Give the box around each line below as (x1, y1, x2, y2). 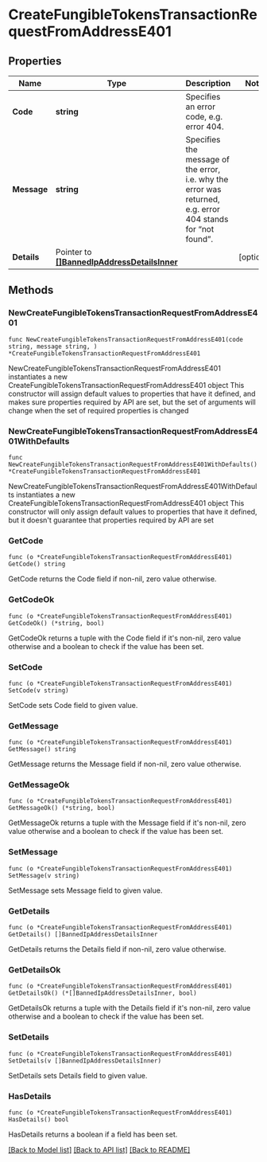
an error (185, 101, 216, 112)
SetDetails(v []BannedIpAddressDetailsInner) (8, 1057, 161, 1065)
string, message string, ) (8, 342, 98, 350)
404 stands (185, 213, 229, 225)
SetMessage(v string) (8, 871, 80, 879)
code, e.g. (185, 112, 223, 122)
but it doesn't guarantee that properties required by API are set (8, 515, 215, 525)
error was (185, 184, 222, 194)
